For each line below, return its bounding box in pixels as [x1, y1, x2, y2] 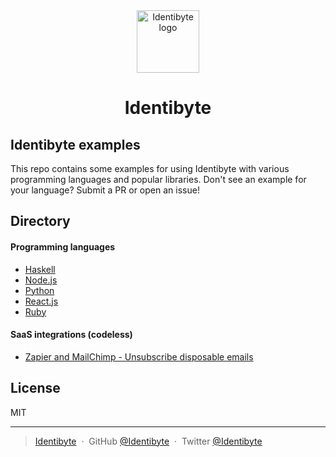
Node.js [24, 274, 58, 286]
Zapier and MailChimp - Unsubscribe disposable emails [24, 350, 254, 363]
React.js [24, 295, 59, 307]
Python [24, 284, 55, 296]
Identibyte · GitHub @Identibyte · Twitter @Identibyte [34, 435, 263, 447]
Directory [10, 213, 71, 230]
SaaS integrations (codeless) [10, 329, 133, 341]
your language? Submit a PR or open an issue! [10, 184, 200, 196]
